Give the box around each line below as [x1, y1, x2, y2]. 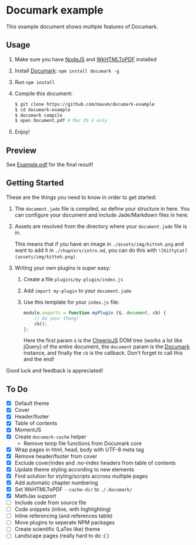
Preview [6, 145, 37, 155]
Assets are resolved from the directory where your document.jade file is [14, 222, 187, 230]
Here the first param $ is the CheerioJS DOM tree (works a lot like [23, 337, 182, 344]
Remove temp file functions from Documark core [23, 440, 142, 447]
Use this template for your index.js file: [23, 298, 119, 305]
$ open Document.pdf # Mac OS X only [14, 118, 108, 124]
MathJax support [14, 493, 57, 499]
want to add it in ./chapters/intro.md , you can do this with [14, 247, 157, 254]
